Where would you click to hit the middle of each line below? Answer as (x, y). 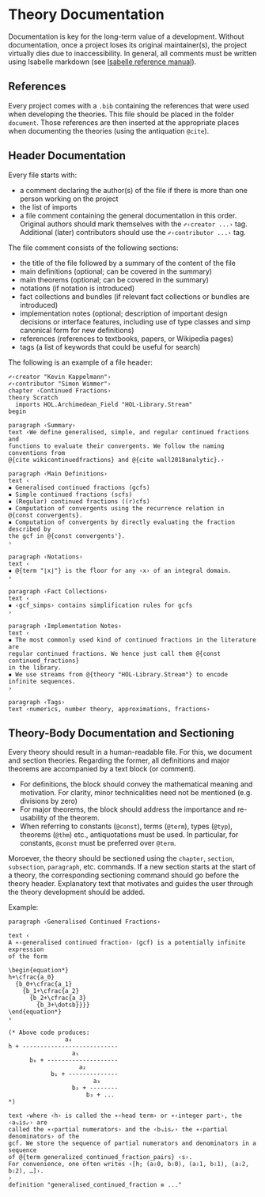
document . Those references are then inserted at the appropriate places (124, 122)
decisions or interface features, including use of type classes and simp (135, 321)
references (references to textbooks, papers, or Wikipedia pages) (127, 339)
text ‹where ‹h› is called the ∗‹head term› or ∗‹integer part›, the (125, 1116)
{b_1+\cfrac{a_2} (51, 991)
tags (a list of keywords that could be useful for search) (110, 347)
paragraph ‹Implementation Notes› (65, 626)
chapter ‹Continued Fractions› (60, 390)
